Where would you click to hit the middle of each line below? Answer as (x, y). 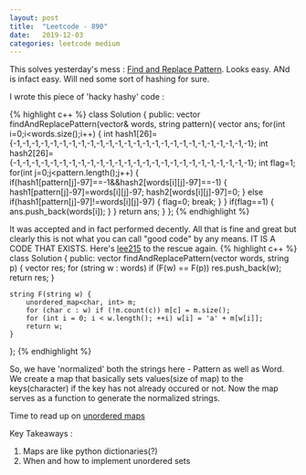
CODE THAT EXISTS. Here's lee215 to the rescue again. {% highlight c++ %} (153, 248)
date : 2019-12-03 (47, 35)
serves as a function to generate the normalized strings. (115, 398)
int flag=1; (277, 163)
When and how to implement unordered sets (106, 461)
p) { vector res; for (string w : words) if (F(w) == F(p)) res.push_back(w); (146, 268)
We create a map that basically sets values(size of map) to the (127, 379)
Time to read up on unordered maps (78, 416)
